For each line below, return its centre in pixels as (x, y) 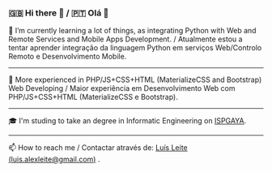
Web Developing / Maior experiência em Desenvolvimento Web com (122, 88)
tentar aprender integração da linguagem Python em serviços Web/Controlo (135, 48)
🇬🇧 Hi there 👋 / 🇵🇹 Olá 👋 (59, 13)
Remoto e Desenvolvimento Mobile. (68, 57)
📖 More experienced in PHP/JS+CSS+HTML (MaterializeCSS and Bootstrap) (135, 80)
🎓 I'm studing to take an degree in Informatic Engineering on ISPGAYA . (127, 121)
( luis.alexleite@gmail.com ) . (54, 159)
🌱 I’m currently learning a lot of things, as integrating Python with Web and (132, 31)
